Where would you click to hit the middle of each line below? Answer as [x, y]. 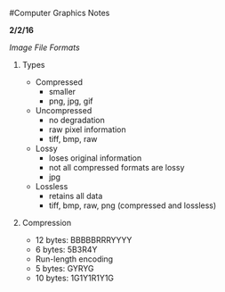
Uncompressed [64, 110]
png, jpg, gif [71, 101]
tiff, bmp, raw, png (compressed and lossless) [133, 205]
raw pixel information [87, 129]
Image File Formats [44, 47]
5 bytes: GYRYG [64, 268]
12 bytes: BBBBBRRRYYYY [84, 240]
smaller [62, 92]
